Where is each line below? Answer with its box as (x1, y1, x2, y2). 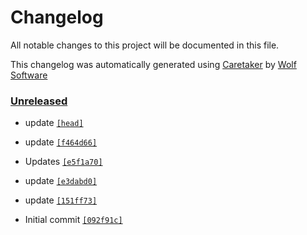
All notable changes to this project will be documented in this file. (10, 39, 280, 51)
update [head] (24, 117, 84, 129)
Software (10, 69, 48, 81)
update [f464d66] (24, 136, 98, 148)
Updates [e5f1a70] (24, 156, 103, 168)
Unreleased (10, 94, 68, 108)
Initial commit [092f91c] (24, 214, 123, 226)
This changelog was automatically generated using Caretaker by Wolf (10, 58, 297, 70)
